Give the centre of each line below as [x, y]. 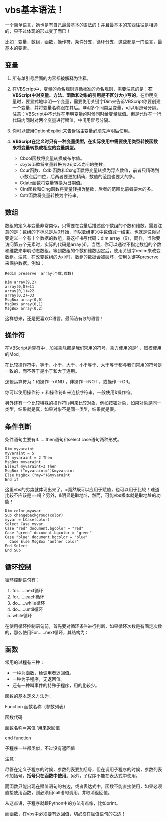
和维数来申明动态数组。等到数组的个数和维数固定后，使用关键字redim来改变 [83, 250]
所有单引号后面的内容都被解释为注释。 [51, 78]
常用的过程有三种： [25, 662]
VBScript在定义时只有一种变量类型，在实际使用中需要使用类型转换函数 [85, 141]
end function [18, 738]
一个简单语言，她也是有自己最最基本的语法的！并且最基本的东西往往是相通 [81, 25]
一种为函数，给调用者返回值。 [43, 673]
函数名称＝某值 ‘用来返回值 [33, 728]
